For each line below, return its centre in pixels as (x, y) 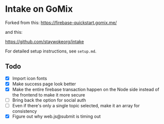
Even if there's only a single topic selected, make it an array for (76, 106)
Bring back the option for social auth (49, 100)
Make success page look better (44, 84)
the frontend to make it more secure (49, 95)
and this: (14, 32)
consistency (25, 111)
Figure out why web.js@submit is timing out (56, 117)
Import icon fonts (30, 78)
